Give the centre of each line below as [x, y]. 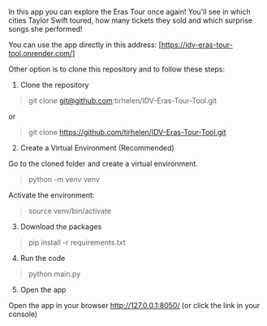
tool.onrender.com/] [42, 53]
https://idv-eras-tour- [197, 45]
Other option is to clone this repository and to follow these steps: [117, 69]
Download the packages [61, 226]
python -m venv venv [64, 179]
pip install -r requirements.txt [77, 242]
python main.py [54, 274]
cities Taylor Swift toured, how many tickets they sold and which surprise [131, 20]
